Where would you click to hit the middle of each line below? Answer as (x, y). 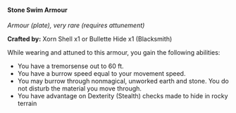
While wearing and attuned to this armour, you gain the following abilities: (114, 53)
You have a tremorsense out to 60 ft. (71, 66)
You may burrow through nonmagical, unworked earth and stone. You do (123, 81)
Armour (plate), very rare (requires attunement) (76, 25)
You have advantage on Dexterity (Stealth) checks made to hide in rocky (123, 96)
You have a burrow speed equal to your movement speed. (101, 74)
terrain (27, 104)
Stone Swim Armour (38, 10)
